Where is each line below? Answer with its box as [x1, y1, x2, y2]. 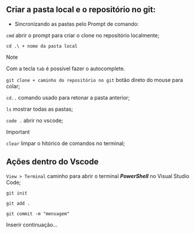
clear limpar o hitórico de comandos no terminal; [6, 140, 125, 147]
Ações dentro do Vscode [6, 157, 99, 167]
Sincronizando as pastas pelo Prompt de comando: [14, 20, 139, 27]
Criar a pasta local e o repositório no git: [6, 5, 156, 15]
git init [6, 190, 28, 196]
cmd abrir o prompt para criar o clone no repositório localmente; [6, 32, 160, 39]
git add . [6, 200, 31, 206]
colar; [6, 83, 21, 90]
